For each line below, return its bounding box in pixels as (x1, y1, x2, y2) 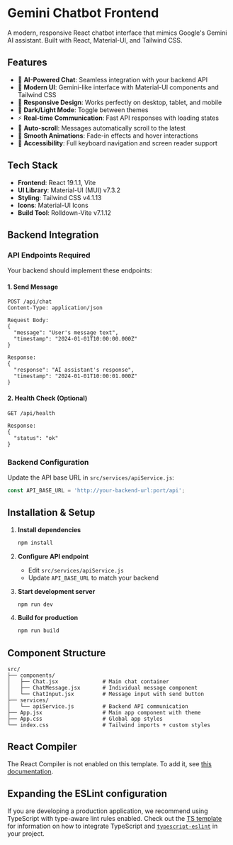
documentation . (7, 767, 54, 775)
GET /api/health (7, 409, 55, 416)
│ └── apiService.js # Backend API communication (7, 703, 189, 710)
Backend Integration (7, 228, 99, 241)
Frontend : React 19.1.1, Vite (17, 178, 96, 187)
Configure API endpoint (17, 552, 89, 560)
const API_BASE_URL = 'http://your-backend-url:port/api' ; (7, 487, 186, 494)
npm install (17, 539, 53, 546)
